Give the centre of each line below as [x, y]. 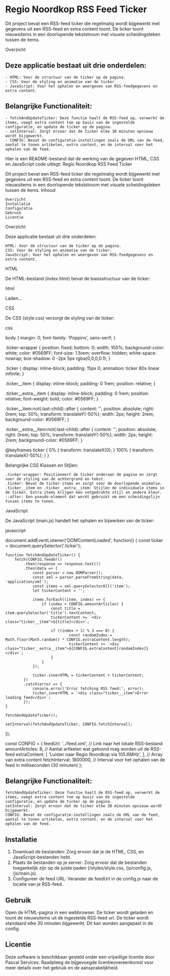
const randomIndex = [91, 635]
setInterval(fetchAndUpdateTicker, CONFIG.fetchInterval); [69, 724]
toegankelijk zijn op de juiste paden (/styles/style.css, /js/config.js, [82, 868]
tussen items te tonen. [30, 501]
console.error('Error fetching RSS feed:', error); [88, 688]
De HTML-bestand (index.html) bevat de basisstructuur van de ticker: [78, 278]
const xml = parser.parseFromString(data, [78, 577]
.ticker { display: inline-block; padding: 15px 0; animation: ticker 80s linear [82, 368]
